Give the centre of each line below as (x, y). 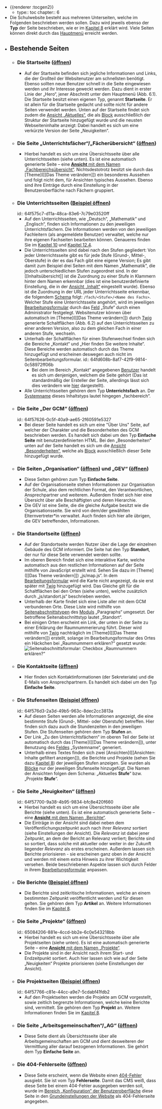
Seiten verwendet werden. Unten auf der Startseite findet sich (87, 109)
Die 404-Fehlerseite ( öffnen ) (52, 1064)
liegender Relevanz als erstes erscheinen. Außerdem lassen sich (90, 849)
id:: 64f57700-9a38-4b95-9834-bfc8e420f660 (65, 802)
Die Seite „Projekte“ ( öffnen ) (52, 921)
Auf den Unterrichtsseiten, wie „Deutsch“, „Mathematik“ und (85, 219)
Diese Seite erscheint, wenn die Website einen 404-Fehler (83, 1075)
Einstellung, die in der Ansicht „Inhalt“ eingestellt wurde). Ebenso (90, 287)
